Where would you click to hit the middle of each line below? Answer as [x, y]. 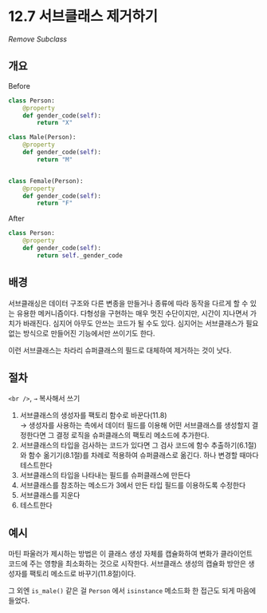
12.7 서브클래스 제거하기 [83, 16]
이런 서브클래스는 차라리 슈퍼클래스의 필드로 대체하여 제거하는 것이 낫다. [120, 350]
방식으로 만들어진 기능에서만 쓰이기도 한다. [89, 333]
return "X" [55, 123]
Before [19, 86]
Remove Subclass [38, 39]
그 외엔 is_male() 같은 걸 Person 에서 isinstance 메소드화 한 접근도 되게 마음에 [132, 591]
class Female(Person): [46, 181]
